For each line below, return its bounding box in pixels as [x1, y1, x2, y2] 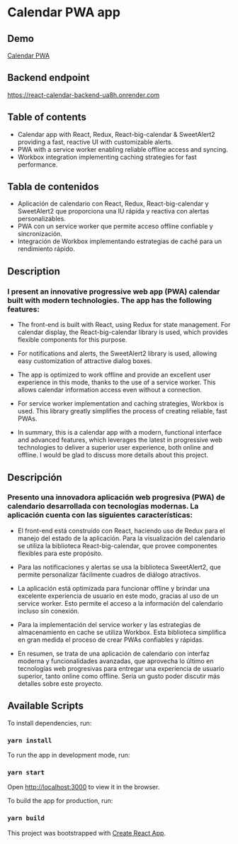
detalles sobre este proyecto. [17, 679, 103, 688]
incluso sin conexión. [17, 606, 80, 615]
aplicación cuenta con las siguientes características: [7, 510, 193, 520]
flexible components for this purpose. [17, 335, 127, 344]
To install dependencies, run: [7, 718, 92, 727]
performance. [17, 160, 58, 169]
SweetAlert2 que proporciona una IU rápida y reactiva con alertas [17, 207, 210, 216]
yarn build [7, 814, 45, 823]
